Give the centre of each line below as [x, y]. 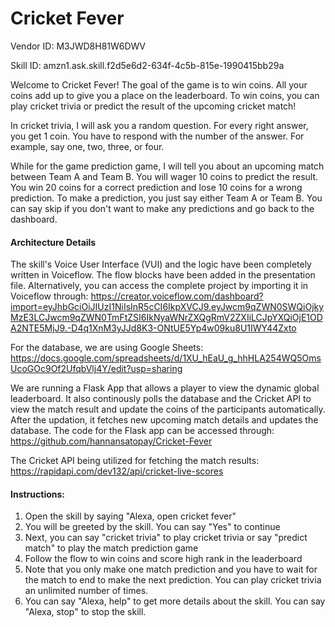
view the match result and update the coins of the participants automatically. [168, 409]
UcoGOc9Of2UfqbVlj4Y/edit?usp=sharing [96, 369]
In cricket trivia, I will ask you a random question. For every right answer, [159, 125]
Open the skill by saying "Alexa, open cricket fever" [130, 516]
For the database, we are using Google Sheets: [107, 348]
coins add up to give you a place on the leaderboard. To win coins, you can [165, 95]
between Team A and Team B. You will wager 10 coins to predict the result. [164, 176]
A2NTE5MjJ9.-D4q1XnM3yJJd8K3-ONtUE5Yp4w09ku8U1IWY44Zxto [153, 328]
